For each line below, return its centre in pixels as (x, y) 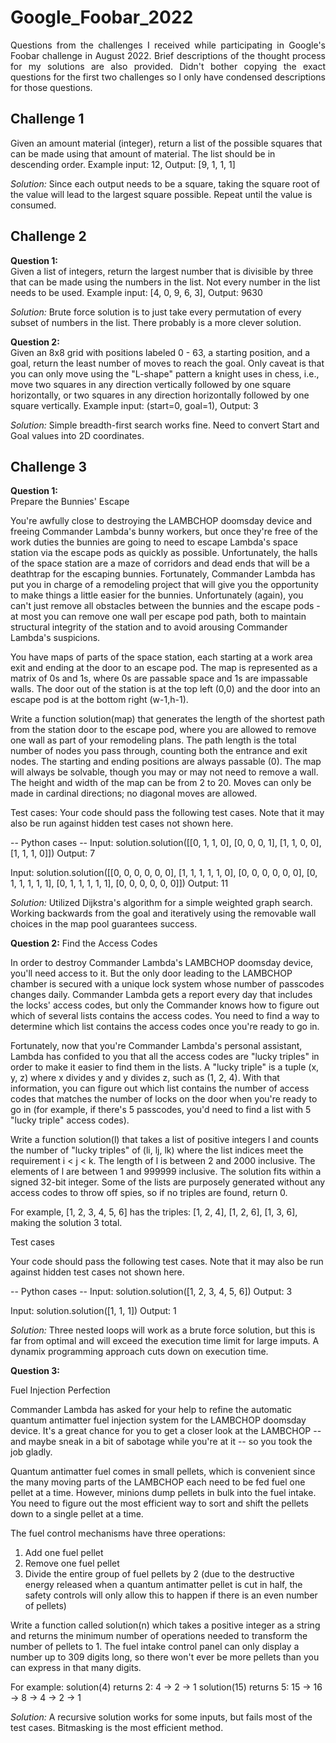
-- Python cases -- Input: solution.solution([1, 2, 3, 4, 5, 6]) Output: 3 (151, 1292)
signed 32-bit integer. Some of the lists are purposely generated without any (168, 1182)
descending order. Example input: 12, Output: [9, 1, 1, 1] (123, 164)
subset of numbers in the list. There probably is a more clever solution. (156, 322)
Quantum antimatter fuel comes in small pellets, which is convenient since (163, 1472)
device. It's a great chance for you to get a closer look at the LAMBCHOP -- (166, 1431)
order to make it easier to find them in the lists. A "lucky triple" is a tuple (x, (165, 1067)
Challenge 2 (48, 236)
